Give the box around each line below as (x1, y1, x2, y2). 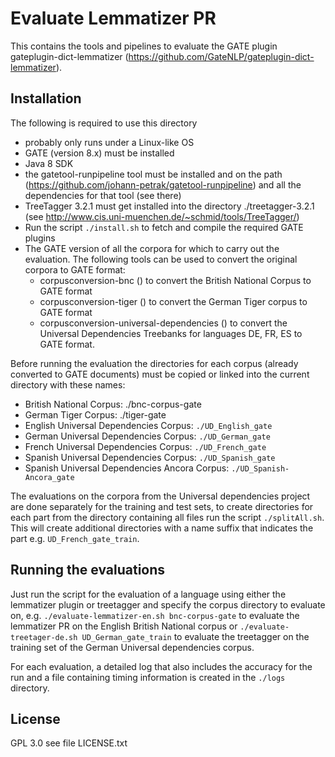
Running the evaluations (10, 562, 166, 579)
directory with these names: (10, 378, 126, 391)
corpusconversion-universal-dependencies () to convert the (39, 317, 288, 329)
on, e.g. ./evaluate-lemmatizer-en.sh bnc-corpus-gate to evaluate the (10, 609, 300, 621)
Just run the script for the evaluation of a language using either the (10, 588, 287, 600)
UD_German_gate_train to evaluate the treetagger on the (81, 630, 310, 642)
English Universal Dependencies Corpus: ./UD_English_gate (24, 419, 273, 431)
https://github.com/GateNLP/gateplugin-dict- (128, 50, 315, 62)
